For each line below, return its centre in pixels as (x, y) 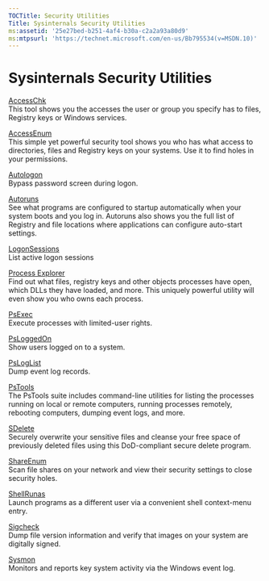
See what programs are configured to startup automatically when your (125, 207)
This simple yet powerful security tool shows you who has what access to (131, 142)
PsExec (21, 315)
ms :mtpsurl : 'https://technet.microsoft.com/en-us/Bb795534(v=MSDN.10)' (133, 38)
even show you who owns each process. (76, 299)
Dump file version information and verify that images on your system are (128, 535)
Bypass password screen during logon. (73, 183)
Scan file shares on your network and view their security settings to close (130, 470)
